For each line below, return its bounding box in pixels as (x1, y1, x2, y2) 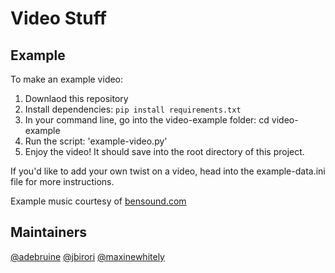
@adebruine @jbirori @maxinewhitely (10, 250, 165, 262)
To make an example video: (10, 73, 124, 85)
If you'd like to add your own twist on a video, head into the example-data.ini (10, 165, 326, 177)
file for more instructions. (10, 176, 115, 187)
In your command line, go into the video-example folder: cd (24, 114, 270, 126)
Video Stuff (10, 7, 107, 30)
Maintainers (10, 224, 88, 241)
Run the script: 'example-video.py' (24, 135, 168, 147)
